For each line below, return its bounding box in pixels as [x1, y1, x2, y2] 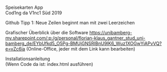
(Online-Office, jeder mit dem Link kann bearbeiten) [26, 46, 136, 52]
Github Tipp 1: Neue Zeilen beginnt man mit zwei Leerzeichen [5, 20, 135, 26]
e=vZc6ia [5, 46, 26, 52]
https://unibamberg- [89, 30, 132, 35]
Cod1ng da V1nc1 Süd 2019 [5, 10, 62, 16]
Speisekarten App [5, 5, 44, 10]
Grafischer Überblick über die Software [5, 30, 89, 35]
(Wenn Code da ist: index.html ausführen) [5, 61, 93, 67]
